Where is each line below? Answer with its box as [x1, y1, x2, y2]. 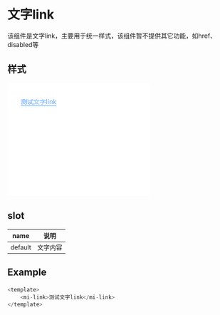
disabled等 [7, 40, 39, 48]
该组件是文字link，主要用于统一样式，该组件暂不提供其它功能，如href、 [7, 31, 217, 40]
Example [7, 267, 47, 279]
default [10, 243, 32, 252]
